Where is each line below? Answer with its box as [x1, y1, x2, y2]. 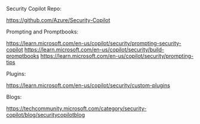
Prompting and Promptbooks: [6, 28, 79, 35]
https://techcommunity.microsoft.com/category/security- [6, 105, 147, 112]
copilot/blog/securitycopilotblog [6, 111, 85, 118]
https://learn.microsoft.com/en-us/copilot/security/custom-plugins [6, 82, 170, 89]
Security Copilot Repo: [6, 5, 61, 12]
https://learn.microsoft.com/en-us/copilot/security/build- [24, 46, 165, 53]
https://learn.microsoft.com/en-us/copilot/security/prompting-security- [6, 40, 182, 46]
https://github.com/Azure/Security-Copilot [6, 17, 110, 23]
